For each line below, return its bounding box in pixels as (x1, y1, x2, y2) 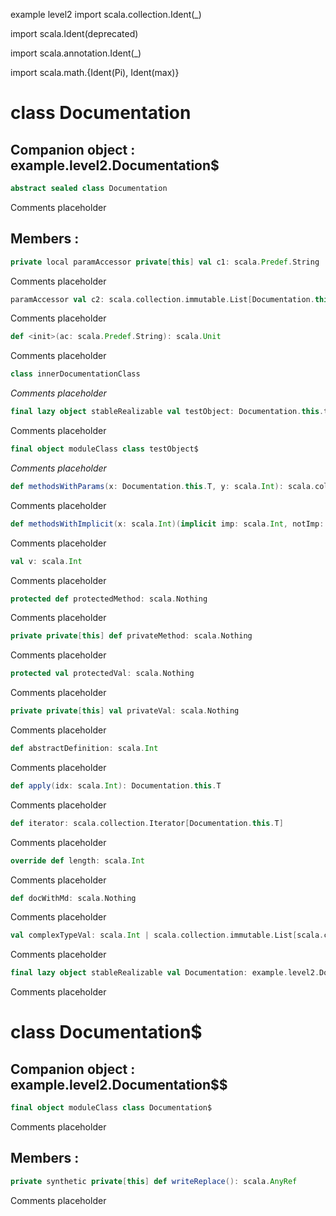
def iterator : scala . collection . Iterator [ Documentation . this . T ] (10, 818, 284, 828)
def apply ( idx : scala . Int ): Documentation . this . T (10, 780, 222, 791)
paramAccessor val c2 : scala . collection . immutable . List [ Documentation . (10, 294, 315, 304)
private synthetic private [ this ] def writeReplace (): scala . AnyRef (10, 1176, 298, 1186)
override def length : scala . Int (10, 855, 145, 866)
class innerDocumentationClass (10, 369, 141, 379)
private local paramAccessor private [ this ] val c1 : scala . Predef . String (10, 257, 320, 267)
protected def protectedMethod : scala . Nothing (10, 594, 208, 604)
